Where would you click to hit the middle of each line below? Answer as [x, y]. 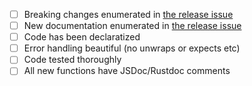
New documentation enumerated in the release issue [132, 26]
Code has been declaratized [82, 37]
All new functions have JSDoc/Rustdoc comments [127, 71]
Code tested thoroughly [72, 60]
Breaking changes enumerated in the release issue [128, 14]
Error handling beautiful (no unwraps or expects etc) [132, 48]
